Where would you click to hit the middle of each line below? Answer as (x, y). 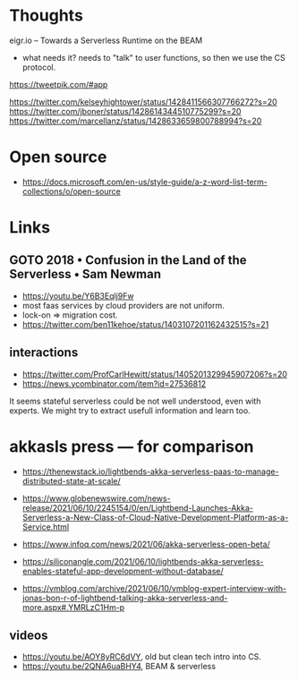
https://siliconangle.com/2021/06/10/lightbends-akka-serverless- (143, 561)
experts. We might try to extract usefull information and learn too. (130, 410)
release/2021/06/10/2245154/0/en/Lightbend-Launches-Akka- (137, 507)
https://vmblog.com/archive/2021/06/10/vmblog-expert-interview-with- (154, 588)
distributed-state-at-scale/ (71, 480)
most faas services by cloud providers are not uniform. (123, 305)
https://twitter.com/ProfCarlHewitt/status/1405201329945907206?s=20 (155, 374)
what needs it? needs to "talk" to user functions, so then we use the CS (154, 57)
